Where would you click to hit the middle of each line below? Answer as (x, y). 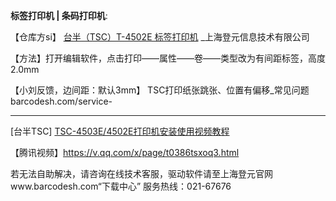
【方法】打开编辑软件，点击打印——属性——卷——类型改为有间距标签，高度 (168, 58)
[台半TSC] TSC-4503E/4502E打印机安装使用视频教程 (120, 131)
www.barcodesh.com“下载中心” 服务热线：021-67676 (121, 186)
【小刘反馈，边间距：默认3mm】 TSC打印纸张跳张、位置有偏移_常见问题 (160, 90)
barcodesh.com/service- (61, 101)
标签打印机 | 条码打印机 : (59, 15)
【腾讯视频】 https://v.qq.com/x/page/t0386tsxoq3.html (125, 152)
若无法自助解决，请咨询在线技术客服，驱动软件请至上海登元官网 (141, 173)
